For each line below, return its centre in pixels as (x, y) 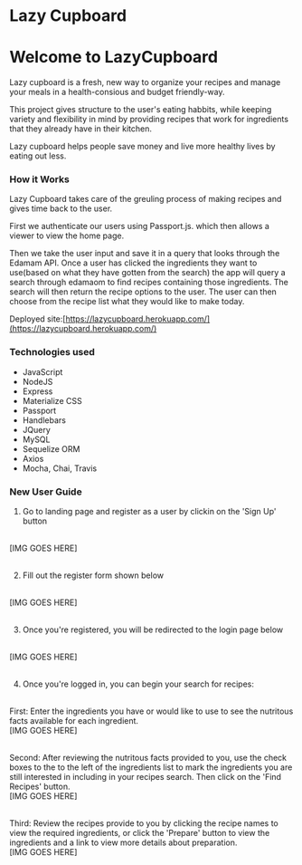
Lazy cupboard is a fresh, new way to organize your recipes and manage (145, 82)
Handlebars (44, 420)
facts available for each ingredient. (74, 721)
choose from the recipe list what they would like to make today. (127, 302)
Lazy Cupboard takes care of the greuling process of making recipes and (146, 199)
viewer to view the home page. (67, 235)
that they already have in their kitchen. (80, 129)
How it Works (39, 179)
